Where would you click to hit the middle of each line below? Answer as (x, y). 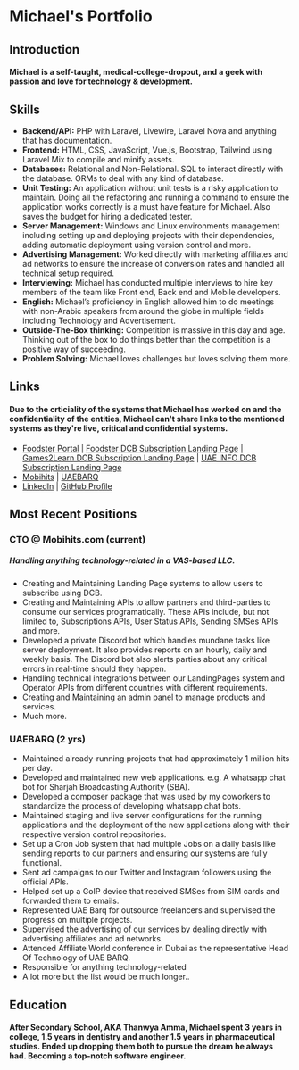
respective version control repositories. (94, 834)
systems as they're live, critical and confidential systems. (119, 428)
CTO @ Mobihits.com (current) (78, 539)
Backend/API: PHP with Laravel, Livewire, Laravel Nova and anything (149, 130)
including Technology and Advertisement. (99, 320)
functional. (42, 863)
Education (38, 1004)
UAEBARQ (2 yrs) (48, 739)
